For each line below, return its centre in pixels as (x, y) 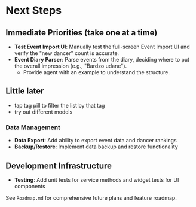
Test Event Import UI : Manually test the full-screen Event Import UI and (102, 47)
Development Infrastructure (59, 165)
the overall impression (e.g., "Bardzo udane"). (71, 66)
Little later (25, 91)
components (30, 186)
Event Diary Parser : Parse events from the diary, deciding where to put (102, 60)
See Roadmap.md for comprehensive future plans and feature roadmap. (91, 197)
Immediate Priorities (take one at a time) (82, 33)
